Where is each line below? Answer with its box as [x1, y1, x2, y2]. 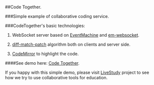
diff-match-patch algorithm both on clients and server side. [12, 42, 131, 47]
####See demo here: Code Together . [5, 60, 80, 66]
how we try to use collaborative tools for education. [5, 75, 108, 80]
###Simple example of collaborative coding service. [5, 14, 109, 19]
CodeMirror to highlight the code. [12, 51, 79, 57]
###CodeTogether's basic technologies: [5, 23, 85, 28]
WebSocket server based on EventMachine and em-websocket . [12, 32, 139, 38]
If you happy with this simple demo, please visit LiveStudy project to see [5, 70, 149, 75]
